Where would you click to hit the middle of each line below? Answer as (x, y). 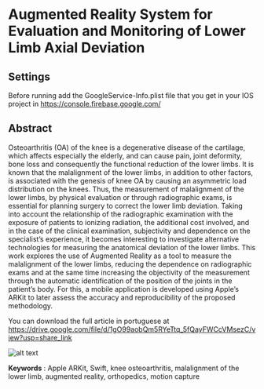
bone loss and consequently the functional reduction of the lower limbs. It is (131, 164)
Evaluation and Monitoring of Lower (127, 31)
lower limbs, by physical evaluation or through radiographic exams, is (120, 197)
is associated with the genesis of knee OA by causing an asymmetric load (128, 180)
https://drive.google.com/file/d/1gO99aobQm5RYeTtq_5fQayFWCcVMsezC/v (132, 329)
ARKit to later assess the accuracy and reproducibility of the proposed (122, 297)
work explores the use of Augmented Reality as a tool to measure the (120, 256)
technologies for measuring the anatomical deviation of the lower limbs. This (132, 247)
